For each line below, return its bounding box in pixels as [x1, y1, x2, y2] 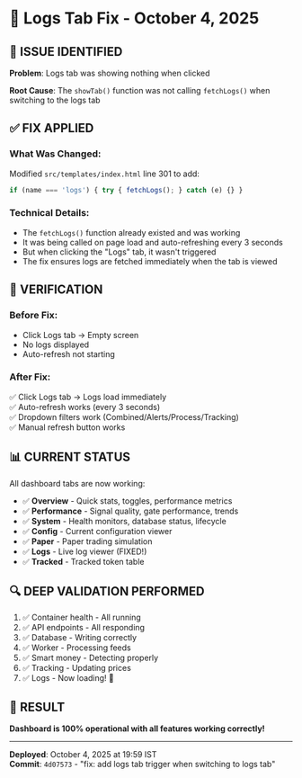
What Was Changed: [9, 148, 102, 160]
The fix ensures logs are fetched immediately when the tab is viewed [22, 255, 278, 266]
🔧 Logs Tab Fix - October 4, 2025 [9, 8, 260, 29]
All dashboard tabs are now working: [9, 478, 146, 488]
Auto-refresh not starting [22, 348, 115, 359]
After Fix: [9, 371, 51, 383]
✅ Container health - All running [22, 612, 141, 623]
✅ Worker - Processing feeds [22, 642, 132, 653]
